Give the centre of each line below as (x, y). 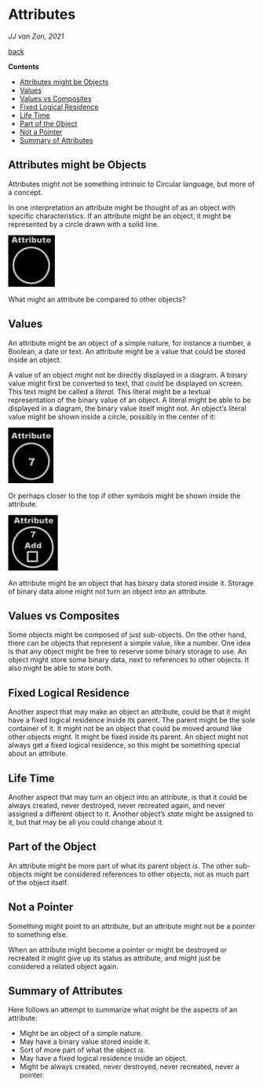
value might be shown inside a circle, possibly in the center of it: (112, 416)
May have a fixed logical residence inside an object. (103, 1059)
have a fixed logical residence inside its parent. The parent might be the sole (132, 720)
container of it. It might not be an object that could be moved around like (125, 729)
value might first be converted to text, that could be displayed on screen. (126, 383)
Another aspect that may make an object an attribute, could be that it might (130, 712)
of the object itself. (38, 882)
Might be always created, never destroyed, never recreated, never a (129, 1067)
